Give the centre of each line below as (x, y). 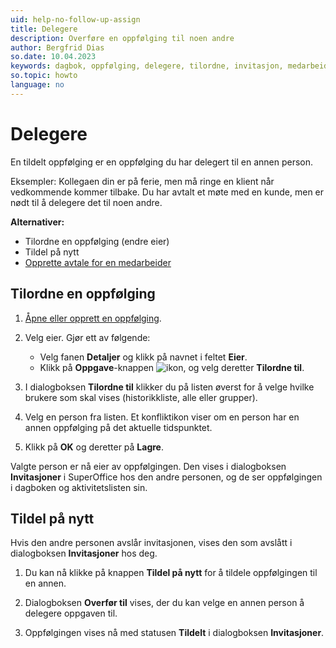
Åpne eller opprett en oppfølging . (93, 318)
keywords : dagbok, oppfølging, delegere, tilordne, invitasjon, (147, 66)
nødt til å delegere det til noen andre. (86, 202)
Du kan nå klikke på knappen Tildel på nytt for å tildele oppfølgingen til (171, 573)
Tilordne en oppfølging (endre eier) (97, 241)
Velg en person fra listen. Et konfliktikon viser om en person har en (162, 417)
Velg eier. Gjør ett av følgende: (87, 337)
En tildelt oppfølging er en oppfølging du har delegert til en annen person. (162, 162)
